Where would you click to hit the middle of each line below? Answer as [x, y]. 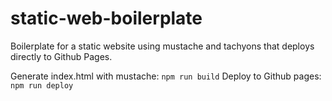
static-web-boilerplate [106, 18]
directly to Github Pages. [61, 56]
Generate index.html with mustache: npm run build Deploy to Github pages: [166, 76]
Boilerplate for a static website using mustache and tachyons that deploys [162, 46]
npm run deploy [42, 85]
